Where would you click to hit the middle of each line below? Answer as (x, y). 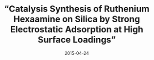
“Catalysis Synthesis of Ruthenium (77, 9)
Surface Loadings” (77, 40)
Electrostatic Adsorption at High (77, 30)
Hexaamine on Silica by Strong (77, 19)
